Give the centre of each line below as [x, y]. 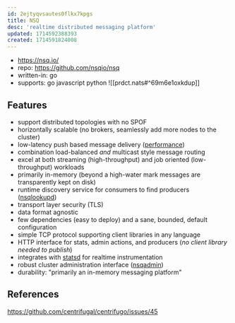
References [33, 294]
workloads [69, 167]
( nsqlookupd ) [37, 197]
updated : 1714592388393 [42, 34]
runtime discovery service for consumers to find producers [103, 189]
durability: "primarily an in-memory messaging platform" [100, 272]
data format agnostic [48, 212]
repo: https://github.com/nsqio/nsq [68, 68]
